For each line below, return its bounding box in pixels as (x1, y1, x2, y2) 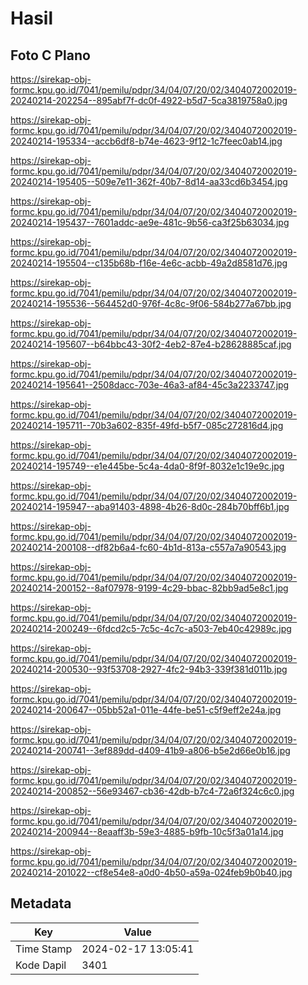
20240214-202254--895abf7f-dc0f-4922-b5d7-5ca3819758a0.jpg (10, 95, 288, 106)
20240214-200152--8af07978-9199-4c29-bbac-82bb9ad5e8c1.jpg (10, 582, 289, 594)
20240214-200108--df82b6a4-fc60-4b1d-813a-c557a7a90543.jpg (10, 542, 287, 553)
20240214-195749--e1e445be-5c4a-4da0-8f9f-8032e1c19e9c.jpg (10, 460, 285, 472)
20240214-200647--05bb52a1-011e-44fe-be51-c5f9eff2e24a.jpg (10, 704, 282, 716)
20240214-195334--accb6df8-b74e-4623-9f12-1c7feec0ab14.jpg (10, 135, 283, 147)
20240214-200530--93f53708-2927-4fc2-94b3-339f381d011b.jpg (10, 663, 288, 675)
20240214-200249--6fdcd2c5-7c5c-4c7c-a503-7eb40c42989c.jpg (10, 623, 292, 634)
